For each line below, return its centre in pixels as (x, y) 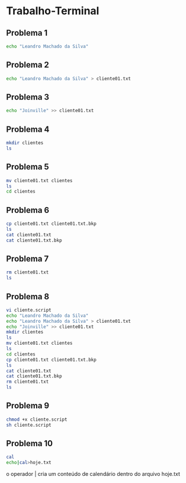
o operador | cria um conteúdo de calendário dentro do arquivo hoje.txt (93, 474)
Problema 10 (30, 444)
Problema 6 (28, 210)
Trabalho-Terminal (53, 11)
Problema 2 (28, 65)
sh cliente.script (29, 425)
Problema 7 (28, 258)
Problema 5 (28, 167)
